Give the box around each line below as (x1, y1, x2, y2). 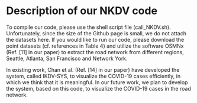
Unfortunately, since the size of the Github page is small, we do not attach (6, 29, 186, 36)
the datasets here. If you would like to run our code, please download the (6, 36, 185, 43)
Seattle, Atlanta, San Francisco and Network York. (6, 55, 128, 62)
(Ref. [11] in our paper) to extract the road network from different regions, (6, 48, 185, 55)
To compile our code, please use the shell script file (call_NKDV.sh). (6, 24, 171, 31)
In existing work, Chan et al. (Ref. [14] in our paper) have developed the (6, 66, 180, 73)
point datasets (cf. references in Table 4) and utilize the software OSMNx (6, 42, 184, 49)
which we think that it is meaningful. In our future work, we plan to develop (6, 78, 188, 86)
